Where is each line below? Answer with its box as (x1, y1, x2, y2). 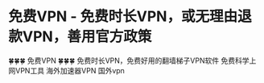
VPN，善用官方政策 (23, 27, 152, 46)
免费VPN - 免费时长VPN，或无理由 (8, 7, 238, 26)
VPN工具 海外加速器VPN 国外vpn (14, 65, 125, 75)
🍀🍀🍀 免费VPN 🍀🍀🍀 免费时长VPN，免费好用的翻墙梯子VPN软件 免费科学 (8, 56, 250, 65)
